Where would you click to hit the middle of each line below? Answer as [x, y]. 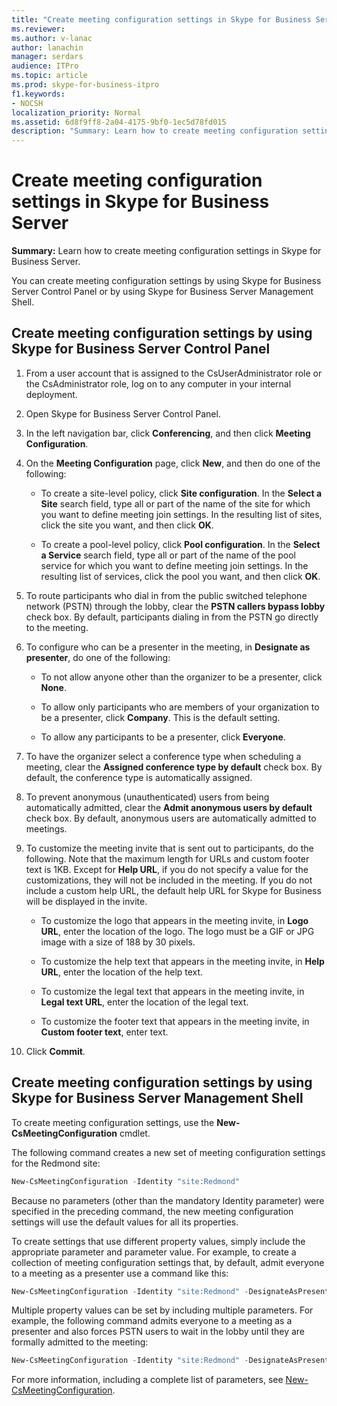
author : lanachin [47, 47]
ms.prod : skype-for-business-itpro [85, 85]
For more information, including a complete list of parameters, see [147, 1380]
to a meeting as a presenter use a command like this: [120, 1273]
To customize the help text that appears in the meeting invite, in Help [182, 961]
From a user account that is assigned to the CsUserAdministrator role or [174, 373]
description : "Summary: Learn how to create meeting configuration [155, 131]
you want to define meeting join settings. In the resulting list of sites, [181, 514]
